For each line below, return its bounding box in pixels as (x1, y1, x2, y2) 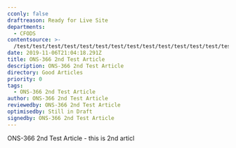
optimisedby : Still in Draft (7, 108, 93, 115)
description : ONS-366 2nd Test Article (7, 62, 124, 69)
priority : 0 (7, 75, 42, 83)
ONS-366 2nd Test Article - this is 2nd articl (7, 134, 135, 142)
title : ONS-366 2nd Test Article (7, 56, 105, 63)
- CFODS (13, 29, 37, 37)
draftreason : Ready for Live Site (7, 17, 109, 24)
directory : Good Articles (7, 69, 83, 76)
